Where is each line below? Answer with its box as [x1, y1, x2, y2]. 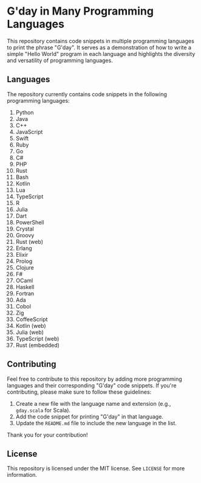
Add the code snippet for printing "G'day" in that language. [15, 412, 163, 420]
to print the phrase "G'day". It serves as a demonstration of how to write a [7, 44, 192, 51]
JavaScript [15, 128, 43, 135]
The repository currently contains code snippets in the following [7, 90, 168, 98]
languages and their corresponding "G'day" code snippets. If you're [7, 381, 177, 389]
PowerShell [15, 218, 44, 226]
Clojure [15, 263, 34, 271]
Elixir [15, 251, 29, 258]
